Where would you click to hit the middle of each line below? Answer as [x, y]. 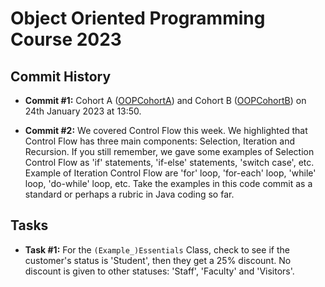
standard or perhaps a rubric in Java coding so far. [129, 194]
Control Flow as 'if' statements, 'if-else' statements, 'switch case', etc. [169, 162]
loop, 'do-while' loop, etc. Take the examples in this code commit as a [168, 183]
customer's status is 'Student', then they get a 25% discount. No [158, 260]
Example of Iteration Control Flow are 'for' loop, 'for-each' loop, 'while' [170, 173]
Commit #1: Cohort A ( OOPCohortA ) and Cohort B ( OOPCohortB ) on [165, 100]
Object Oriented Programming [138, 18]
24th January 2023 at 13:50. [83, 111]
